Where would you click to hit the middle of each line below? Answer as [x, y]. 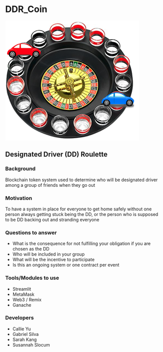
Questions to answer [31, 232]
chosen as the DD [31, 249]
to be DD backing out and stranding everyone [52, 219]
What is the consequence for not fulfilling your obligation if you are [81, 244]
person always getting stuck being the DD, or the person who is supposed [82, 214]
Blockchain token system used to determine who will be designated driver [81, 180]
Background [21, 169]
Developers [20, 318]
